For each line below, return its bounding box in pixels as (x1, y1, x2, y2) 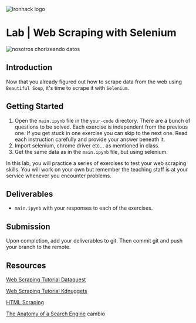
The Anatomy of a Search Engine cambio (6, 310, 106, 317)
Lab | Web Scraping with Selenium (6, 26, 177, 39)
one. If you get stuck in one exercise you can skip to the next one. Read (14, 129, 188, 136)
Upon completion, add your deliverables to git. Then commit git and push (6, 237, 183, 244)
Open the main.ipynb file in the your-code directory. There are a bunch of (14, 117, 191, 124)
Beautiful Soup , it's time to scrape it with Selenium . (6, 84, 129, 91)
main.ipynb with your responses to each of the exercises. (14, 204, 153, 211)
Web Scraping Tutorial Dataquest (6, 276, 86, 283)
